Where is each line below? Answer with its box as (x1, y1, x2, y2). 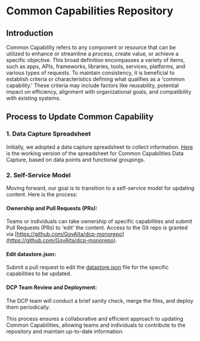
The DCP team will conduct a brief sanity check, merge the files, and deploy (6, 297, 194, 304)
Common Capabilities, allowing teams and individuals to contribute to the (6, 321, 186, 328)
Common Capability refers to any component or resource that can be (6, 44, 176, 51)
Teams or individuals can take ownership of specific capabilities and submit (6, 218, 193, 225)
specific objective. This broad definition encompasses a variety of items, (6, 57, 185, 63)
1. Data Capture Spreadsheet (6, 130, 91, 138)
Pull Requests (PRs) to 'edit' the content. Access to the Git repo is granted (6, 224, 188, 231)
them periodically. (6, 303, 51, 311)
